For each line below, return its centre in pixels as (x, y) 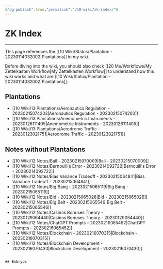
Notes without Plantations (45, 149)
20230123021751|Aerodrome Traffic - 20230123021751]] (68, 134)
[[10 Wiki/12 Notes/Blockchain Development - (57, 243)
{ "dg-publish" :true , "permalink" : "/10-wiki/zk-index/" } (62, 9)
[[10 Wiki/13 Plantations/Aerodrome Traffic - (56, 129)
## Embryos (16, 262)
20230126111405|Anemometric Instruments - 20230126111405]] (76, 124)
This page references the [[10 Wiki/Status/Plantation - (59, 51)
